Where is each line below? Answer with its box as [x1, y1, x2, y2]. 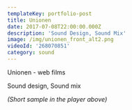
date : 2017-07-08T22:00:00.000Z [7, 23, 101, 30]
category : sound [7, 49, 54, 56]
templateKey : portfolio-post [7, 10, 92, 17]
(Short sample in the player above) [7, 95, 108, 103]
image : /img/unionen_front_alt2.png [7, 36, 114, 43]
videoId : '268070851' [7, 42, 71, 49]
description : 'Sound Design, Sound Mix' [7, 29, 127, 37]
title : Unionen [7, 17, 52, 24]
